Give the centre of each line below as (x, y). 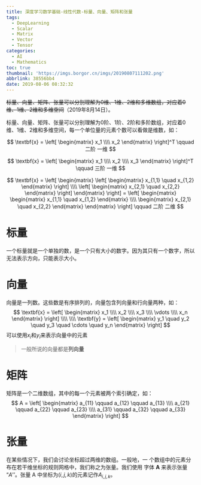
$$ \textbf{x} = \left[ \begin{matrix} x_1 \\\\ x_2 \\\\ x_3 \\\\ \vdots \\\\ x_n (100, 312)
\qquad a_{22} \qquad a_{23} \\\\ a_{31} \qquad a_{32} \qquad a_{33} (100, 409)
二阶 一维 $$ (100, 149)
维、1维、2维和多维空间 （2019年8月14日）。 (60, 110)
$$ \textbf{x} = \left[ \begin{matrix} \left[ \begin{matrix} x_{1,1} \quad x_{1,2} (100, 180)
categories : (21, 51)
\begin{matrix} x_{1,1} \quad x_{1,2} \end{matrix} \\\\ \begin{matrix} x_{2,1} (100, 199)
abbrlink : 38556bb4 (31, 79)
